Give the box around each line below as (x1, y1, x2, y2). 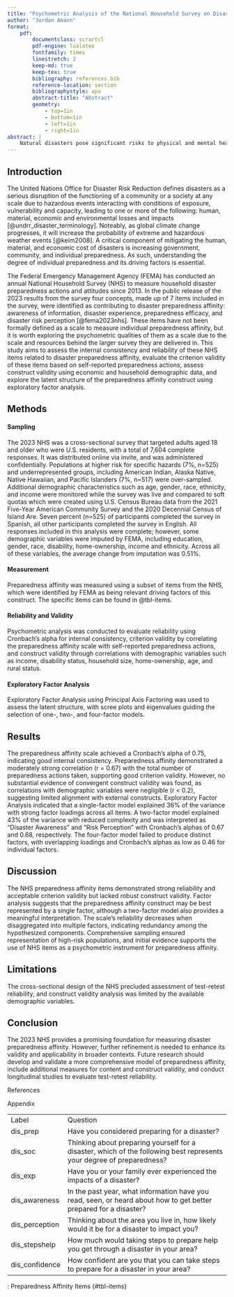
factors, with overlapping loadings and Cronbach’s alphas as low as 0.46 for (7, 837, 226, 846)
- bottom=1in (44, 114, 82, 121)
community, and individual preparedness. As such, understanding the (7, 250, 207, 259)
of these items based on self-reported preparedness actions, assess (7, 361, 204, 369)
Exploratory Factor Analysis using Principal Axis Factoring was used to (7, 695, 210, 704)
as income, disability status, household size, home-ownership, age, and (7, 656, 213, 665)
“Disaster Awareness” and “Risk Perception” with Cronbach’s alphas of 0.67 (7, 823, 224, 831)
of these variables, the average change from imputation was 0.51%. (7, 549, 201, 558)
